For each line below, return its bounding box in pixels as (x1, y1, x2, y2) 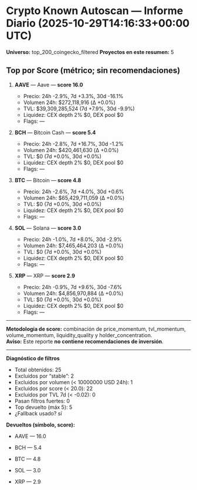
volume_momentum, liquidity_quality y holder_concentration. (6, 331, 152, 338)
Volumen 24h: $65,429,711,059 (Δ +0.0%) (23, 194, 125, 201)
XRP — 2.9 (14, 478, 41, 485)
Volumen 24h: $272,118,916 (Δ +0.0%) (23, 99, 116, 106)
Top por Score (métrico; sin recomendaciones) (6, 66, 181, 76)
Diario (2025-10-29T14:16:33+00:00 (6, 16, 190, 30)
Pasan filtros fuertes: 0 (14, 397, 70, 404)
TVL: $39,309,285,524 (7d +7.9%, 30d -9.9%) (23, 105, 135, 112)
